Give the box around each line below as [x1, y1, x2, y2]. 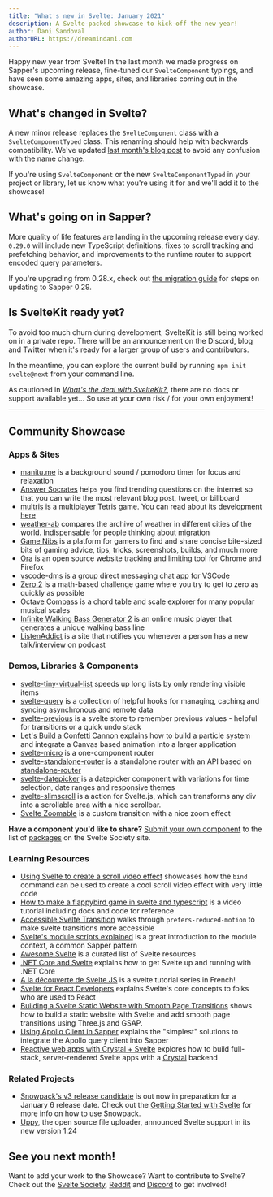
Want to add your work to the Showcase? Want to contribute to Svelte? [8, 1171, 245, 1181]
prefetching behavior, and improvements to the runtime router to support [8, 249, 252, 258]
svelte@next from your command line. [8, 369, 135, 379]
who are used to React [19, 992, 96, 1002]
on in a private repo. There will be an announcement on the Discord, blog [8, 336, 253, 345]
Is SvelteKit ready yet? [8, 306, 125, 319]
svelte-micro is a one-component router [19, 748, 154, 757]
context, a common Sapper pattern [19, 940, 138, 950]
